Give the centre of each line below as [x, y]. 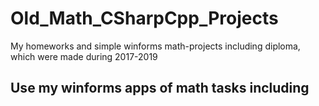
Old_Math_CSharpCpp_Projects [144, 18]
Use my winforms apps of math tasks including [160, 88]
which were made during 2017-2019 [84, 56]
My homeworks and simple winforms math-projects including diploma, [155, 46]
